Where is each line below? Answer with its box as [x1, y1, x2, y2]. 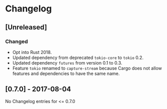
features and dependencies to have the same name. [12, 70, 120, 76]
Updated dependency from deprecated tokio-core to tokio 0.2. [12, 54, 144, 60]
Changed [5, 38, 28, 45]
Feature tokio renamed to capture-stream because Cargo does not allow [12, 65, 162, 71]
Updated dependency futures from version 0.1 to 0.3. [12, 59, 122, 65]
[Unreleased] [5, 23, 47, 31]
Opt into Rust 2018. [12, 49, 52, 55]
